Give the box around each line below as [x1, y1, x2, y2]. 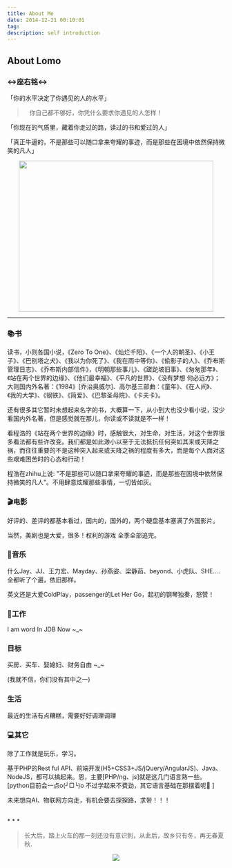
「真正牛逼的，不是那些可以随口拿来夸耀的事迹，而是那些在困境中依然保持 [7, 137, 219, 146]
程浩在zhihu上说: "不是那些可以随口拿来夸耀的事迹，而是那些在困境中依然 [7, 470, 217, 478]
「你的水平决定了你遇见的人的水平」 [7, 94, 110, 102]
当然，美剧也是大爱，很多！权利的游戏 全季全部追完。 [7, 531, 160, 539]
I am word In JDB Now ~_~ [7, 625, 84, 633]
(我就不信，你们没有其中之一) [7, 675, 91, 684]
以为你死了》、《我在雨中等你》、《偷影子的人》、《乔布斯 [73, 357, 225, 365]
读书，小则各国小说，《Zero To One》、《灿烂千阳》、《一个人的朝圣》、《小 [7, 348, 209, 356]
